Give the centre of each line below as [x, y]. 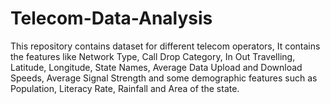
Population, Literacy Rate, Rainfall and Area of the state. [125, 88]
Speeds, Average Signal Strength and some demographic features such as [164, 78]
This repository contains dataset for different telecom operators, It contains [165, 46]
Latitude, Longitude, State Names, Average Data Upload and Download [156, 67]
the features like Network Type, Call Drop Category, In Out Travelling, [153, 56]
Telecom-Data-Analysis [111, 18]
